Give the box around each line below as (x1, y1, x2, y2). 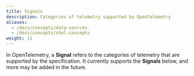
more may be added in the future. (6, 64, 86, 70)
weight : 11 (6, 35, 33, 41)
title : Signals (6, 8, 43, 15)
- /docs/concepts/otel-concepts (11, 30, 91, 36)
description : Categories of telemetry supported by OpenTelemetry (6, 14, 171, 20)
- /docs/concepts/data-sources (11, 24, 88, 31)
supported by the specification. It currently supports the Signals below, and (6, 57, 189, 64)
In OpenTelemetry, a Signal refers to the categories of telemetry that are (6, 52, 180, 58)
